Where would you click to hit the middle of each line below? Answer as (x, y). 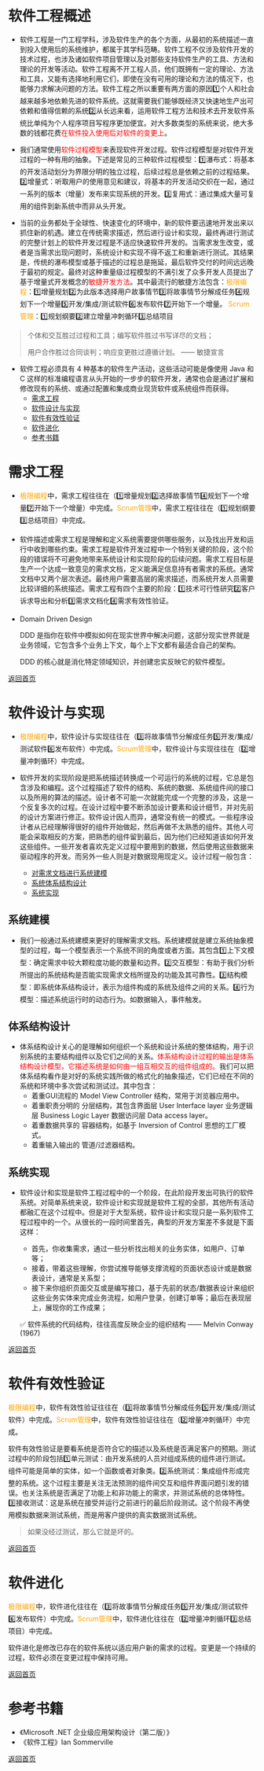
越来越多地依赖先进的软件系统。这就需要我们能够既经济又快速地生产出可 (136, 101)
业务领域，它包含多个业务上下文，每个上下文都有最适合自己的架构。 (130, 645)
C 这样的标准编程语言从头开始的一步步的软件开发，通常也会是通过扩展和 (136, 378)
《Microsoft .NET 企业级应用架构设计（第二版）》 (96, 1732)
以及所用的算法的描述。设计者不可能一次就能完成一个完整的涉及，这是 (133, 797)
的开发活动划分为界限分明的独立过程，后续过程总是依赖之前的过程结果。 (136, 171)
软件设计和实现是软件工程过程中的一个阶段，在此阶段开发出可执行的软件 (136, 1193)
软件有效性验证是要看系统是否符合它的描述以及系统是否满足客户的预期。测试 (132, 1449)
